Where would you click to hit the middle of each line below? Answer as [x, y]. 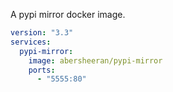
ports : [42, 70]
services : [31, 42]
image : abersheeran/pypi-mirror [95, 60]
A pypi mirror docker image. [68, 14]
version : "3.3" [42, 33]
